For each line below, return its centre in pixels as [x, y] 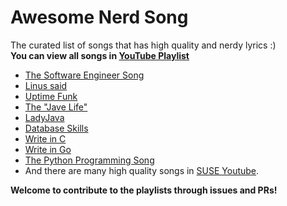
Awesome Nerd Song [99, 17]
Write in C [45, 138]
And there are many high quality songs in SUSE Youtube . [142, 170]
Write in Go [48, 149]
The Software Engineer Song [84, 75]
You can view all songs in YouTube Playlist [100, 55]
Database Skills [56, 128]
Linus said [46, 85]
